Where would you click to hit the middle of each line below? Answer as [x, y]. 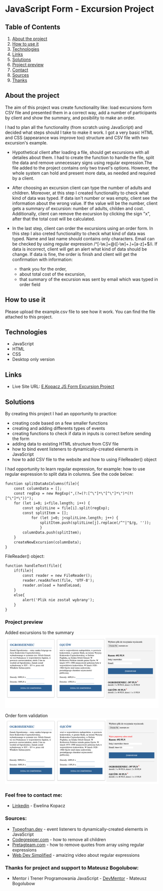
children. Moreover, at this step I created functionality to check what [81, 193]
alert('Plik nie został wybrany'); [59, 600]
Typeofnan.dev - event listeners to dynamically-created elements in [80, 829]
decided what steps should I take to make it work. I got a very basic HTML [79, 132]
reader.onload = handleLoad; [52, 585]
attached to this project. [29, 317]
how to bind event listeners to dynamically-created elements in [75, 449]
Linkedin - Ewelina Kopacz [39, 806]
